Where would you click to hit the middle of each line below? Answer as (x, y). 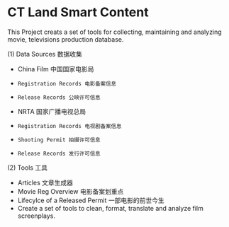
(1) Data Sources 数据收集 (45, 54)
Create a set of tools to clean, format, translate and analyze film (110, 208)
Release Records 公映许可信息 (59, 97)
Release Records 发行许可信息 (59, 153)
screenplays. (36, 216)
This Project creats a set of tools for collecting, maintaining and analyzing (114, 32)
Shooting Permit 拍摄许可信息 (59, 140)
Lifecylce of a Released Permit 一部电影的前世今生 (91, 200)
